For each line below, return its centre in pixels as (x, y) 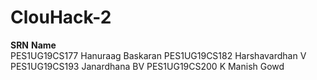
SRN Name (33, 45)
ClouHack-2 (61, 17)
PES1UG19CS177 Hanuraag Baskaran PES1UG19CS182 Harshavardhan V (158, 55)
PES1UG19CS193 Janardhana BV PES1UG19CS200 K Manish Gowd (147, 66)
